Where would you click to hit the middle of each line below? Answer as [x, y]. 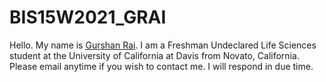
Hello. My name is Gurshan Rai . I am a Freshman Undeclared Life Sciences [163, 45]
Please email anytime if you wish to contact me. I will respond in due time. [161, 66]
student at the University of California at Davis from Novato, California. [154, 55]
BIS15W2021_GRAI [88, 17]
